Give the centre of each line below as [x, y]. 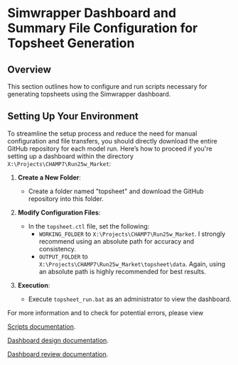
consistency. [58, 249]
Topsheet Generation [71, 43]
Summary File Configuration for [103, 28]
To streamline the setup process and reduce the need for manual [102, 134]
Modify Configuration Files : [59, 212]
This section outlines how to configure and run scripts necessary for [107, 86]
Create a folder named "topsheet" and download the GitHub [116, 191]
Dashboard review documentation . [58, 354]
